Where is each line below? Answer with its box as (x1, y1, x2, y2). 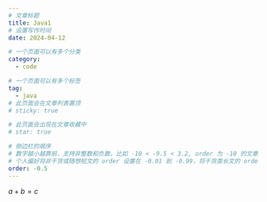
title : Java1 (8, 19, 52, 27)
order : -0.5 (8, 164, 48, 173)
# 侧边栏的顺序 (8, 143, 52, 151)
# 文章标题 (8, 11, 40, 20)
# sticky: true (8, 106, 59, 115)
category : (8, 55, 41, 63)
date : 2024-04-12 (8, 33, 66, 42)
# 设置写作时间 (8, 26, 52, 34)
